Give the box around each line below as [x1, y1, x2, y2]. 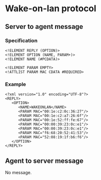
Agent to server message [5, 157, 84, 165]
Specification [5, 37, 38, 44]
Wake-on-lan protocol [5, 3, 97, 14]
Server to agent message [5, 22, 83, 31]
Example [5, 81, 26, 88]
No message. [5, 169, 32, 175]
